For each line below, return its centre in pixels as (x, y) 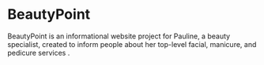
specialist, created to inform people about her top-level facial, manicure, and (132, 44)
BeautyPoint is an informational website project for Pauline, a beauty (119, 36)
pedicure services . (39, 52)
